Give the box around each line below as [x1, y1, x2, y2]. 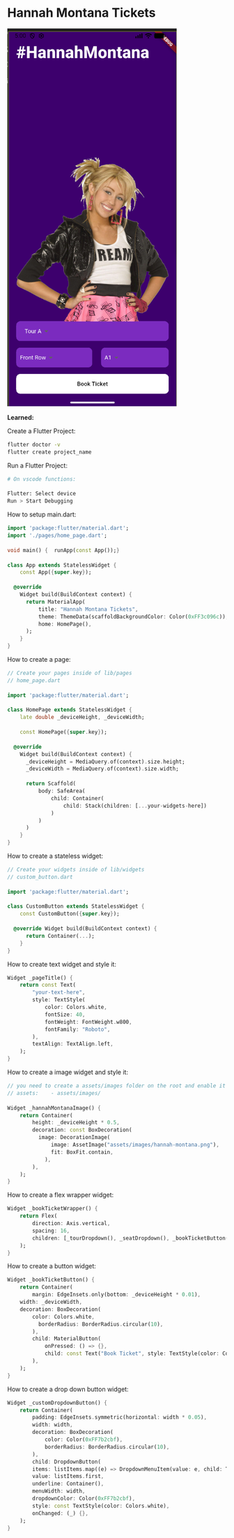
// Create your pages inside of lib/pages [7, 669, 132, 677]
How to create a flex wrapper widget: [7, 1191, 114, 1199]
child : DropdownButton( [32, 1458, 101, 1465]
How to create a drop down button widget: [7, 1385, 129, 1393]
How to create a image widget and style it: [7, 1068, 129, 1077]
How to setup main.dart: [7, 510, 77, 518]
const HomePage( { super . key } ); [19, 729, 108, 736]
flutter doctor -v [7, 441, 61, 448]
